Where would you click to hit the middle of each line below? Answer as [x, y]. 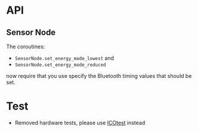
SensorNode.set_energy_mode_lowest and [64, 58]
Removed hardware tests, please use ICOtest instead [80, 122]
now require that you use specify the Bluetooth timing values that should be [99, 76]
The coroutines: [26, 46]
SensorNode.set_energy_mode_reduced [60, 65]
